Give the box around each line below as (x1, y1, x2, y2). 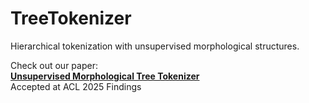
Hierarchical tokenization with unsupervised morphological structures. (10, 40, 300, 52)
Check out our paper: (10, 59, 98, 71)
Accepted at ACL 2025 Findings (10, 80, 142, 92)
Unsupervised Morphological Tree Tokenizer (10, 70, 200, 82)
